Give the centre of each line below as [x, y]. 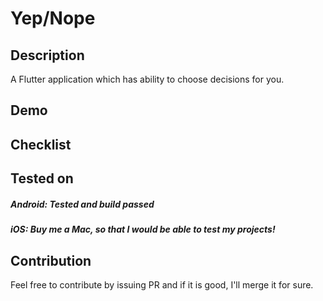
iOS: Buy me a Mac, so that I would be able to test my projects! [143, 229]
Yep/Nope [53, 18]
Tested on [42, 178]
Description [47, 55]
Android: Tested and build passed [82, 204]
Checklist [41, 144]
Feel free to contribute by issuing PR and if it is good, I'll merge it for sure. [162, 284]
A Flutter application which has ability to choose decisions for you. [147, 79]
